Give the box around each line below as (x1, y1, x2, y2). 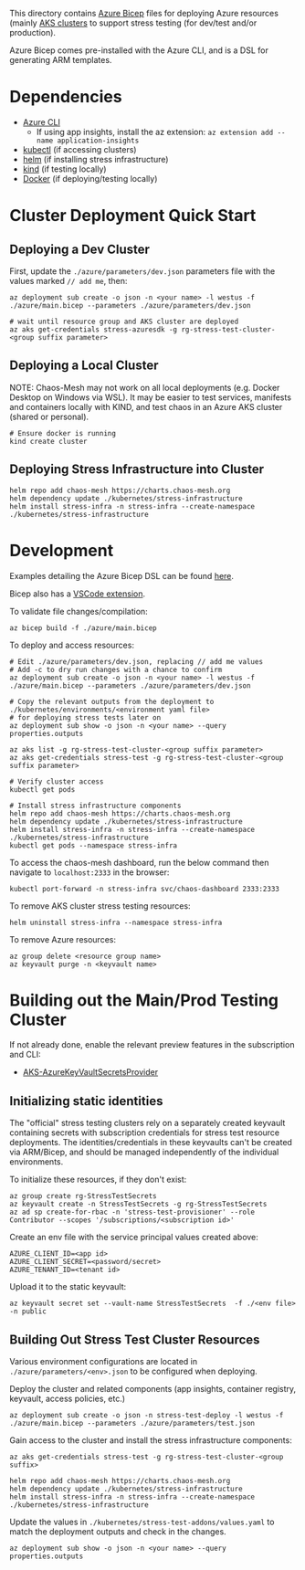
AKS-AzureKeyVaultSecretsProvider (22, 1067, 158, 1078)
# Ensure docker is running (9, 428, 117, 437)
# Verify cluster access (9, 776, 104, 786)
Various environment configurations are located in (9, 1356, 198, 1367)
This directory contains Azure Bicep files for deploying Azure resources (9, 8, 279, 18)
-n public (9, 1307, 47, 1316)
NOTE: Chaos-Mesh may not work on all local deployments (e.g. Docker (9, 382, 280, 393)
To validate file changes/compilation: (9, 606, 148, 616)
